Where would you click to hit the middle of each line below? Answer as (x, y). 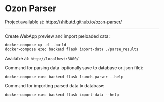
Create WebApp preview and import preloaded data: (58, 36)
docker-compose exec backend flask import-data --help (62, 95)
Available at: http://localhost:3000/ (42, 58)
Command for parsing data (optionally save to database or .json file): (74, 68)
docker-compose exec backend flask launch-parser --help (64, 77)
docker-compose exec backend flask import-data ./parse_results (72, 49)
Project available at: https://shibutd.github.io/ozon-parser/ (63, 22)
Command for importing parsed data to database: (55, 85)
